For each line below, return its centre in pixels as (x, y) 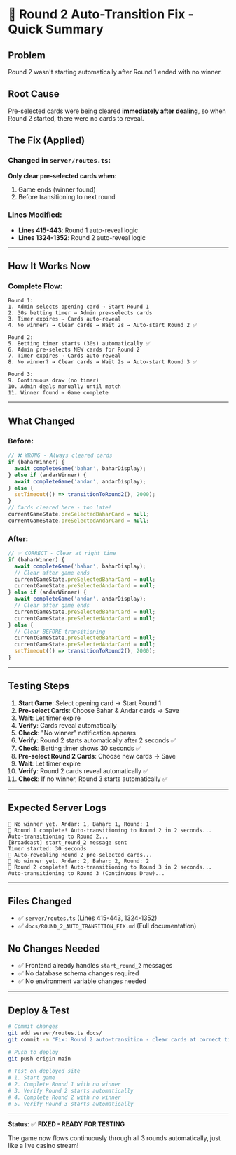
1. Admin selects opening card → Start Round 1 (79, 307)
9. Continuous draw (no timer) (54, 381)
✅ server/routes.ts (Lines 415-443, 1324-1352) (88, 918)
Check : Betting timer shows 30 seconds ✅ (79, 748)
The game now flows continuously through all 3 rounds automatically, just (114, 1138)
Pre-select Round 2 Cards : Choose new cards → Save (97, 756)
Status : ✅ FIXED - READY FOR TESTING (67, 1124)
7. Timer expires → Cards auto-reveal (64, 356)
